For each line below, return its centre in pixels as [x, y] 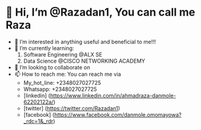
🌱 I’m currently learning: [44, 48]
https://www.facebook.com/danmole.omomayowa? [118, 114]
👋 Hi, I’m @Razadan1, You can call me [101, 12]
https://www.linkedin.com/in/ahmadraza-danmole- [113, 95]
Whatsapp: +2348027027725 [60, 89]
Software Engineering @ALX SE [63, 54]
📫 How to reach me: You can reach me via [68, 74]
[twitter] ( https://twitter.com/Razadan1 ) [72, 108]
